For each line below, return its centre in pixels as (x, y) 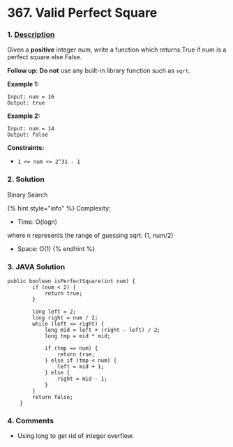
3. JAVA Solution (36, 266)
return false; (53, 397)
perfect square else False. (45, 57)
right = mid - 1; (82, 379)
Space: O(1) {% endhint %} (56, 248)
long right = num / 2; (65, 318)
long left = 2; (54, 312)
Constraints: (26, 148)
